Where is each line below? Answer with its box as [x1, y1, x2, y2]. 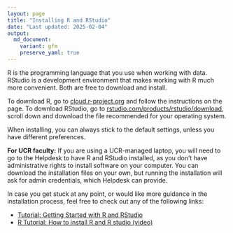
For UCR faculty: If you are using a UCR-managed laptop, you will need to [7, 146, 221, 155]
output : [7, 29, 30, 37]
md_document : [13, 36, 52, 43]
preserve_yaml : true [20, 50, 80, 57]
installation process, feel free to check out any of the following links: [7, 197, 204, 205]
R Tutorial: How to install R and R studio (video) [17, 218, 153, 226]
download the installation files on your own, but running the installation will [7, 169, 223, 177]
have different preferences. [7, 132, 86, 141]
